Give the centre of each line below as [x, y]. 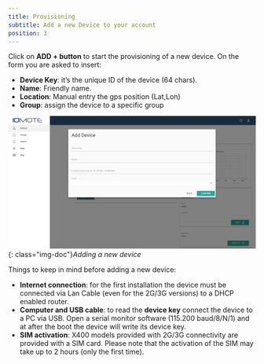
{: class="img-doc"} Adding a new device [75, 255]
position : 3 [27, 33]
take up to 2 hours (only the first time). [82, 352]
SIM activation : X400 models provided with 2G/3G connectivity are [128, 335]
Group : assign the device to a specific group [92, 105]
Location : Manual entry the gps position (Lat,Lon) [100, 97]
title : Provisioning [42, 17]
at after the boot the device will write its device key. [103, 327]
